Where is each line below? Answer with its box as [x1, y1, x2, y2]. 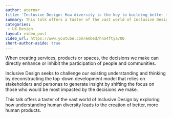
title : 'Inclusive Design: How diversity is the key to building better [5, 12, 164, 17]
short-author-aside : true [5, 41, 60, 46]
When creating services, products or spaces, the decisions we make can [5, 55, 159, 61]
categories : [5, 21, 31, 27]
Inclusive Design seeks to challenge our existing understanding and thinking [5, 70, 166, 76]
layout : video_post [5, 31, 47, 36]
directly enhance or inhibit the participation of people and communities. [5, 60, 156, 66]
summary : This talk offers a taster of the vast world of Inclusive [5, 17, 155, 22]
